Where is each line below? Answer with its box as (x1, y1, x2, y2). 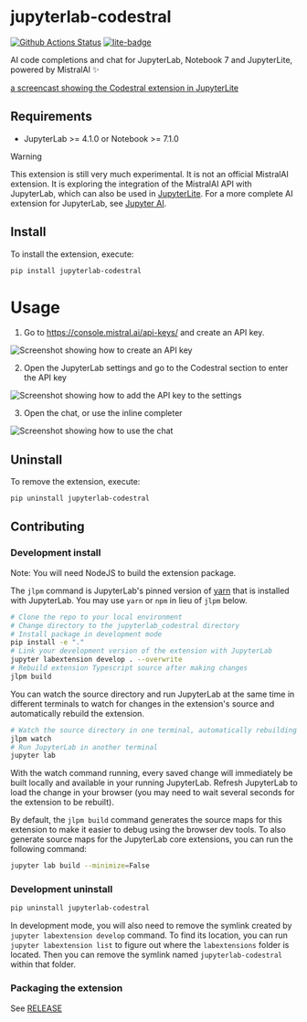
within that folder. (10, 959, 77, 970)
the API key (23, 372, 68, 383)
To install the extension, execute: (10, 249, 134, 260)
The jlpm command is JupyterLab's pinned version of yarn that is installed (10, 585, 291, 596)
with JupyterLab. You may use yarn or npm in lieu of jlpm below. (10, 594, 248, 605)
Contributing (10, 519, 85, 535)
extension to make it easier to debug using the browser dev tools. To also (10, 825, 286, 836)
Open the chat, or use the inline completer (23, 408, 183, 419)
